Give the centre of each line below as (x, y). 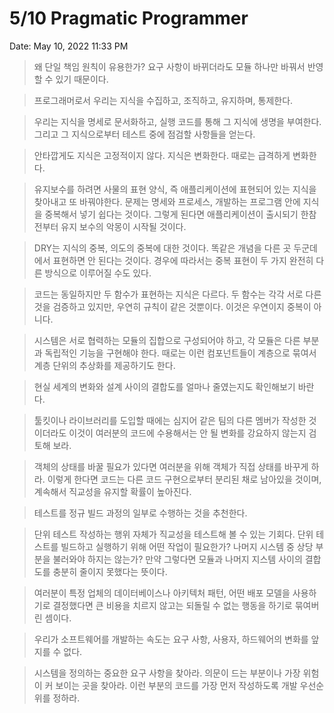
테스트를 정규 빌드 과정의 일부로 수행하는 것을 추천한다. (140, 513)
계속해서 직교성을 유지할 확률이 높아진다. (112, 491)
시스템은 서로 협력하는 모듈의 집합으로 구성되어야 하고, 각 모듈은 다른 (167, 340)
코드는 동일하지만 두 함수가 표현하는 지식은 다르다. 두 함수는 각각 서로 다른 (177, 294)
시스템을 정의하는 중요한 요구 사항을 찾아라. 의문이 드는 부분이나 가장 (167, 673)
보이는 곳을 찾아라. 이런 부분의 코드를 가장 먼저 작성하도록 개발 (176, 685)
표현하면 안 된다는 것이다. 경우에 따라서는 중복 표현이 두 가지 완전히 (183, 260)
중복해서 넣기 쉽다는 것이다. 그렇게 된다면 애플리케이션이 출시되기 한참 (180, 214)
